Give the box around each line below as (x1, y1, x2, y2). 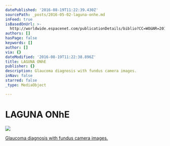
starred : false (5, 78, 37, 83)
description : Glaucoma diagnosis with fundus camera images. (5, 69, 137, 74)
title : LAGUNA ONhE (5, 59, 47, 64)
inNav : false (5, 73, 33, 78)
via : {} (5, 50, 22, 55)
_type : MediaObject (5, 82, 47, 87)
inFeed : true (5, 17, 33, 22)
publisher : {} (5, 64, 35, 69)
